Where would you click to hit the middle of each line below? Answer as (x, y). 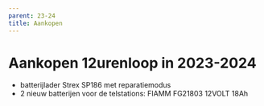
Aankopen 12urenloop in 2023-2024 (132, 63)
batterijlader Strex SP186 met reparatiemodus (95, 85)
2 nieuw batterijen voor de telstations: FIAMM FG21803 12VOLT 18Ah (134, 94)
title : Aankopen (35, 23)
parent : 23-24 (32, 16)
